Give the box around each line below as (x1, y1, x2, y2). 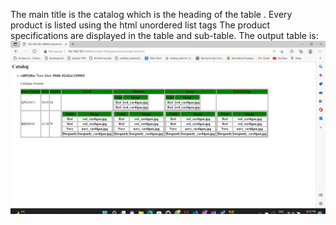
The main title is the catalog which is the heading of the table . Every (10, 9, 293, 20)
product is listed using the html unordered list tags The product (10, 19, 271, 31)
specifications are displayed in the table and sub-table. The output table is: (10, 30, 319, 41)
